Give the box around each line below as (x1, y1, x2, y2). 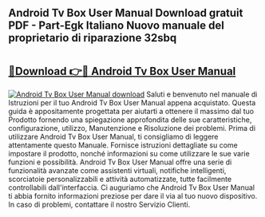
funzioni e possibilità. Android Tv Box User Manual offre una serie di (8, 157, 232, 167)
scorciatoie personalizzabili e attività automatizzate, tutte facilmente (8, 175, 232, 183)
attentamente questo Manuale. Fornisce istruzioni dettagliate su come (8, 140, 238, 150)
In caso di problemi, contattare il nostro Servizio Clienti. (8, 199, 191, 209)
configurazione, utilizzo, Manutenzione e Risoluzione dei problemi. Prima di (8, 124, 256, 132)
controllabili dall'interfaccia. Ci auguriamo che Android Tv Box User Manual (8, 183, 255, 192)
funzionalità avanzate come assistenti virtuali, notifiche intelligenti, (8, 166, 227, 175)
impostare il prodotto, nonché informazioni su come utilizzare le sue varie (8, 149, 250, 158)
